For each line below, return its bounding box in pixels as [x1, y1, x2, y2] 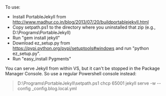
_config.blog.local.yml [31, 86, 77, 91]
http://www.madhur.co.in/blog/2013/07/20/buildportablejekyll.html [12, 19, 149, 25]
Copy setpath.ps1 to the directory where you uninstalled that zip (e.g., [12, 24, 156, 30]
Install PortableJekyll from [12, 14, 66, 19]
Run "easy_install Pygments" [12, 56, 71, 61]
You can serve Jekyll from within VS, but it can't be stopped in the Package [5, 65, 160, 71]
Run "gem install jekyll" [12, 35, 60, 41]
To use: [5, 4, 21, 10]
